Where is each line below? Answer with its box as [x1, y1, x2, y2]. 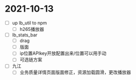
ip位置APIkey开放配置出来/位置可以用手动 [19, 50, 107, 56]
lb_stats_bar [12, 32, 38, 38]
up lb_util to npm [12, 20, 47, 26]
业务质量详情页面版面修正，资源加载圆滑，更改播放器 [19, 69, 131, 75]
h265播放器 [19, 26, 44, 32]
